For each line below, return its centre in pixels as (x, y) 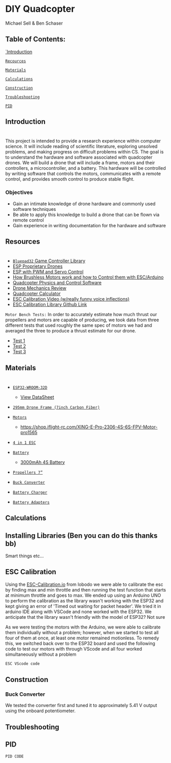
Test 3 (19, 351)
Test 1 (19, 341)
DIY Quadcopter (40, 9)
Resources (23, 242)
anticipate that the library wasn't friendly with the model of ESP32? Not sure (85, 617)
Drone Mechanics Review (39, 288)
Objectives (19, 192)
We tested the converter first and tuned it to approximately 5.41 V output (81, 706)
